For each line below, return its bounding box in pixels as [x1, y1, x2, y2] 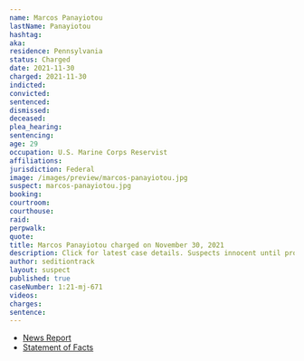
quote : [9, 232, 34, 241]
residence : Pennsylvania [9, 47, 103, 56]
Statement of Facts [22, 342, 94, 353]
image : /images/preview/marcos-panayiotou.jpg [9, 173, 188, 182]
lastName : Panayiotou [9, 22, 91, 31]
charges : [9, 299, 43, 309]
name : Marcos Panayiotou [9, 13, 103, 23]
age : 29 [9, 139, 39, 148]
